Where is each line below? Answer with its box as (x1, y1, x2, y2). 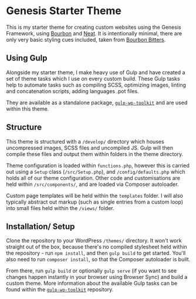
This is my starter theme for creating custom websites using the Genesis (6, 24, 181, 31)
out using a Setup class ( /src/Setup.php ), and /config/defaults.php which (6, 168, 186, 175)
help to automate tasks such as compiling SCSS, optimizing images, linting (6, 81, 187, 88)
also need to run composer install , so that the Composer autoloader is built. (6, 256, 191, 263)
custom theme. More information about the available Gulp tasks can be (6, 280, 178, 287)
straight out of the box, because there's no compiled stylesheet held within (6, 243, 188, 251)
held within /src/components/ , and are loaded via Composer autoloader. (6, 181, 179, 188)
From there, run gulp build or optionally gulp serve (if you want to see (6, 267, 177, 274)
